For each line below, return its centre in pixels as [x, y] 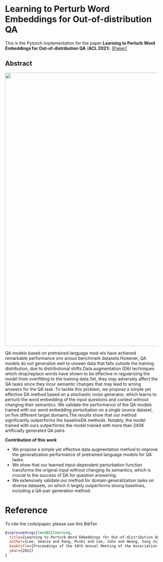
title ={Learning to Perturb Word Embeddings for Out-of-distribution [81, 537]
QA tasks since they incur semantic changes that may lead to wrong [73, 384]
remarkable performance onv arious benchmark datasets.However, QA [76, 358]
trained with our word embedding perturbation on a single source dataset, [79, 410]
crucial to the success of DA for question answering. [65, 475]
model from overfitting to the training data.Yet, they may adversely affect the [81, 379]
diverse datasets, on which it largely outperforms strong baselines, [79, 485]
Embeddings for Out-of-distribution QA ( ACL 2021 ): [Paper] [66, 48]
